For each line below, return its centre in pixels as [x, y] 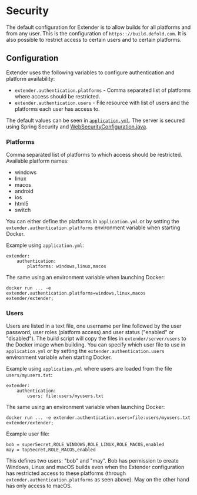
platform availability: [31, 78]
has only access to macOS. [39, 486]
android [24, 191]
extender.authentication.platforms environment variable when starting [93, 227]
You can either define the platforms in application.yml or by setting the [93, 222]
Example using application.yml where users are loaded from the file [89, 369]
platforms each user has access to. [57, 109]
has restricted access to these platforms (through [66, 473]
